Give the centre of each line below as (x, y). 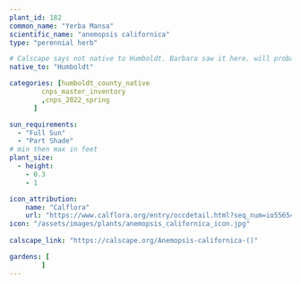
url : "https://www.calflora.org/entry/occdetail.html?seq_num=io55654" (162, 216)
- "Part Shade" (46, 141)
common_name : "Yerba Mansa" (62, 26)
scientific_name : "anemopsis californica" (90, 34)
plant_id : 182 (36, 17)
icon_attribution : (43, 199)
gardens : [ (30, 256)
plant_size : (31, 158)
